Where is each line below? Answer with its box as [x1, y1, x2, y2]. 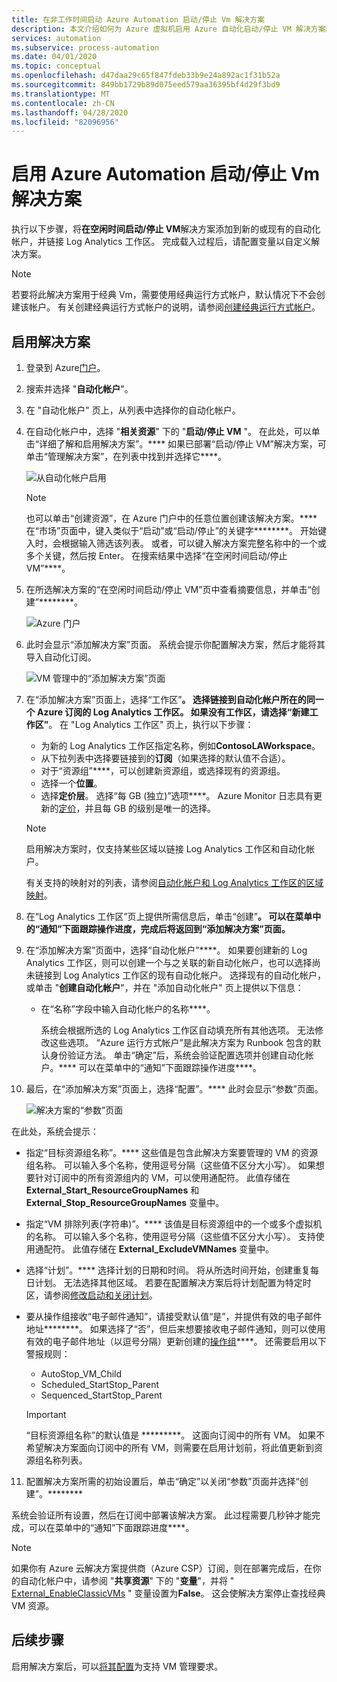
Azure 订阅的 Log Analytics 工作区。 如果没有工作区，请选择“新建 [37, 706, 310, 718]
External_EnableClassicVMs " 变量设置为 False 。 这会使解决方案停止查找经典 [11, 1587, 326, 1599]
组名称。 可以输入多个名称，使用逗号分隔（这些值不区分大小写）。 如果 [25, 1159, 316, 1171]
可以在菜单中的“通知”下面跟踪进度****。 [28, 1522, 195, 1533]
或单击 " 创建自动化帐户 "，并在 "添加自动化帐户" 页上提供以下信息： [25, 982, 304, 993]
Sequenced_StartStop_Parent [40, 1389, 163, 1401]
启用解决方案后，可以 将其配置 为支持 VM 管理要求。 [11, 1660, 224, 1672]
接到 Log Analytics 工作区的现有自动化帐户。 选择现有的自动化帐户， [43, 969, 327, 981]
